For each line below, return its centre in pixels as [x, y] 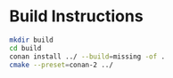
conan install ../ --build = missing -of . [87, 56]
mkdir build [31, 40]
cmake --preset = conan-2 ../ [62, 65]
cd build [25, 48]
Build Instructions [77, 16]
